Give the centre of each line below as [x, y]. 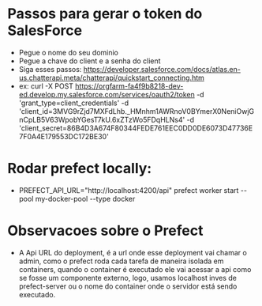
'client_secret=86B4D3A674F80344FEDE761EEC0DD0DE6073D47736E [136, 128]
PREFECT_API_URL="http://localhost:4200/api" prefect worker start [129, 190]
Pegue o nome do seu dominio [69, 52]
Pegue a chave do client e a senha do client [90, 61]
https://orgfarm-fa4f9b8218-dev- [129, 86]
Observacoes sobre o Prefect [105, 231]
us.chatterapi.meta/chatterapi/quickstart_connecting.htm [111, 77]
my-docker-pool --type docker [85, 198]
